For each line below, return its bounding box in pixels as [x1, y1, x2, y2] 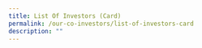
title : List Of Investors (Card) [8, 11, 122, 20]
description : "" [8, 27, 63, 35]
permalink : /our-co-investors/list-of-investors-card [8, 20, 195, 28]
